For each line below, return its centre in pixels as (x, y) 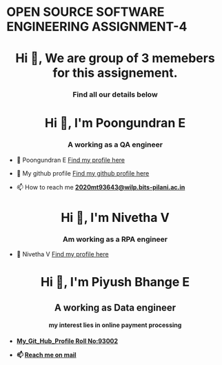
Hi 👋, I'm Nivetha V (115, 217)
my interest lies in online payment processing (115, 325)
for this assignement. (115, 73)
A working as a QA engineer (115, 144)
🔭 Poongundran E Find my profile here (71, 160)
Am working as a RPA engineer (115, 239)
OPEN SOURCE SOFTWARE (85, 12)
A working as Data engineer (115, 307)
